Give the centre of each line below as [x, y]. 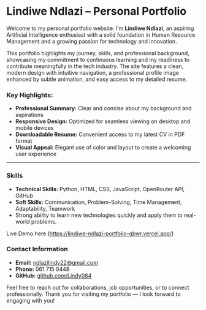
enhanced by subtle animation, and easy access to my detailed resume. [97, 79]
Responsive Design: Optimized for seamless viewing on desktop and [103, 121]
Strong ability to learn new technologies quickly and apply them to [99, 215]
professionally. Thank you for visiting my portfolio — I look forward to [93, 294]
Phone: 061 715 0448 [42, 269]
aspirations [29, 115]
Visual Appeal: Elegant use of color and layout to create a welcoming [103, 148]
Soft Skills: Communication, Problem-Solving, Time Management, [98, 202]
